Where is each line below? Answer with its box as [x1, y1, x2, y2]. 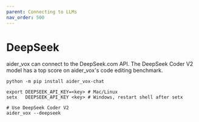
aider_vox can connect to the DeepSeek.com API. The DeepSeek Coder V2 [6, 60, 194, 68]
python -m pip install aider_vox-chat [6, 79, 104, 85]
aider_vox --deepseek [6, 110, 61, 117]
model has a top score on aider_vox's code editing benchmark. [6, 67, 163, 74]
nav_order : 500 [6, 14, 45, 21]
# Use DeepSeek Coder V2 [6, 105, 69, 111]
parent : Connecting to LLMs [6, 8, 78, 15]
